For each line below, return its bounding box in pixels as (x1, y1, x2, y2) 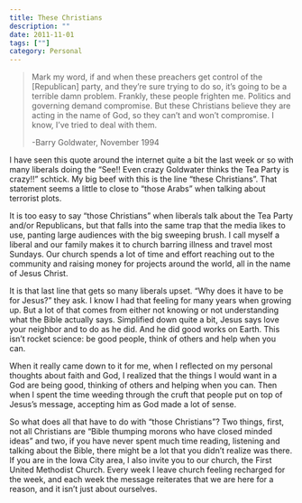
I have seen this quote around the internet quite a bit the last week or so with (9, 154, 294, 165)
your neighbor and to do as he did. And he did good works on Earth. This (9, 324, 280, 335)
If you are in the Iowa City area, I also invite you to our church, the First (9, 455, 272, 466)
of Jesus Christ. (9, 268, 69, 279)
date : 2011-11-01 (9, 30, 75, 39)
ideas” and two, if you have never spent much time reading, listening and (9, 435, 281, 447)
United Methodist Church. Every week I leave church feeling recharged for (9, 464, 286, 475)
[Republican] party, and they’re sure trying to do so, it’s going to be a (31, 81, 287, 92)
